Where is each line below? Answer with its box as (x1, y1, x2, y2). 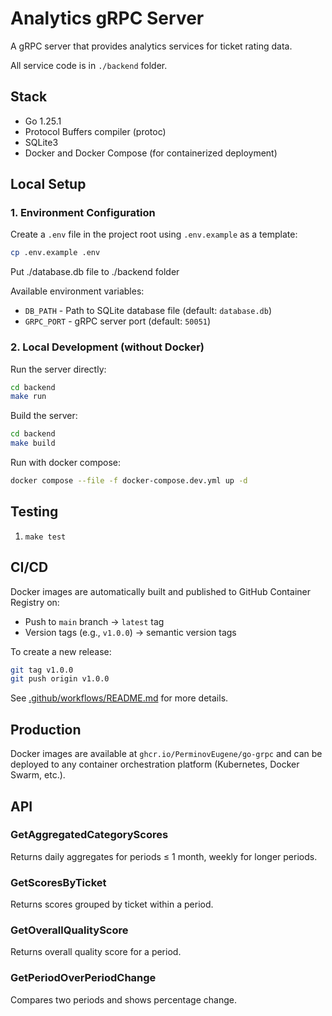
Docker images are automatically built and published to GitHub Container (10, 585, 311, 597)
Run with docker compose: (10, 457, 122, 469)
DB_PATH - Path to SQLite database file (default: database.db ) (24, 305, 273, 317)
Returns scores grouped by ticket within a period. (10, 898, 214, 911)
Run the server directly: (10, 363, 107, 375)
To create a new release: (10, 645, 112, 657)
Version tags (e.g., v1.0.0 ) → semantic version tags (24, 626, 237, 638)
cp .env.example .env (10, 248, 101, 258)
